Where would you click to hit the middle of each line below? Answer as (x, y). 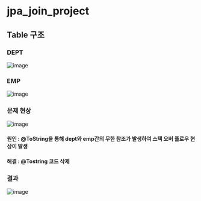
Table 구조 (26, 35)
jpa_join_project (48, 11)
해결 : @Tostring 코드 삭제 (38, 161)
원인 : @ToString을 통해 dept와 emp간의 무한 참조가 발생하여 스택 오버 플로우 (98, 139)
